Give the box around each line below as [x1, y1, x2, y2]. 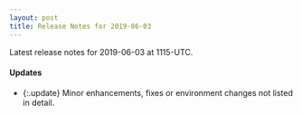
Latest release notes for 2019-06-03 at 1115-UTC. [9, 46, 193, 57]
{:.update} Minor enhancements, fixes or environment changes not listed [22, 87, 294, 98]
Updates [9, 67, 42, 78]
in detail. [22, 97, 55, 108]
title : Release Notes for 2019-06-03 [9, 22, 152, 31]
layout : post [9, 13, 59, 23]
